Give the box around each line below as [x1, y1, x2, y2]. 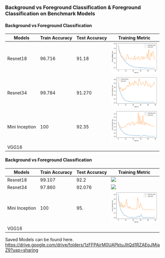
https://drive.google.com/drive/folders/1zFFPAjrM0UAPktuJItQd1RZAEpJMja [5, 242, 160, 248]
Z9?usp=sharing [5, 247, 38, 253]
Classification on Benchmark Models [5, 10, 95, 17]
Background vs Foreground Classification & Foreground [5, 4, 141, 11]
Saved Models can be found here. [5, 236, 74, 242]
